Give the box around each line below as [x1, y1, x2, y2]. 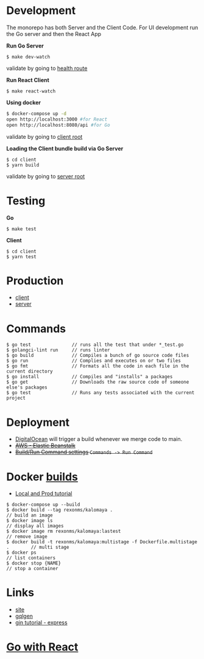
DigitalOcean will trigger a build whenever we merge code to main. [15, 435, 183, 443]
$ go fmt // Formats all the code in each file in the [6, 363, 189, 369]
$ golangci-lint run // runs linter [6, 347, 111, 353]
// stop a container [6, 566, 59, 572]
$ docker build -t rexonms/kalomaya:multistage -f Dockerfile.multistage [6, 539, 198, 545]
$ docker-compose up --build [6, 502, 80, 508]
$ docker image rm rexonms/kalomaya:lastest [6, 528, 121, 535]
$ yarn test [6, 253, 37, 259]
